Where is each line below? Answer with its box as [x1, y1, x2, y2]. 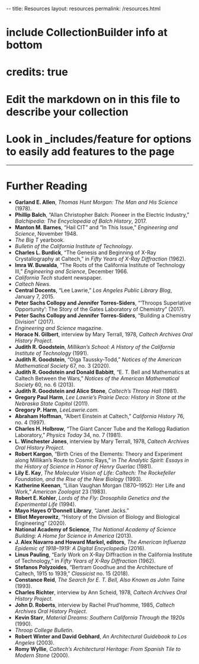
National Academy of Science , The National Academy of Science [14, 526, 176, 533]
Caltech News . [14, 281, 52, 288]
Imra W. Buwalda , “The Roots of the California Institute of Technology [14, 262, 185, 269]
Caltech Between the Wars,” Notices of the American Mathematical [14, 375, 179, 382]
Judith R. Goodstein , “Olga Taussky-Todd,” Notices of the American [14, 356, 182, 363]
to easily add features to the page [6, 145, 175, 158]
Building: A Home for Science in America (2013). [14, 533, 133, 540]
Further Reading [6, 179, 88, 193]
